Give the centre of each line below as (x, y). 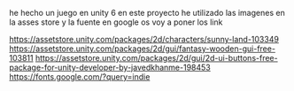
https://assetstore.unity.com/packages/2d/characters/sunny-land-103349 (144, 39)
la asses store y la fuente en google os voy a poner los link (116, 22)
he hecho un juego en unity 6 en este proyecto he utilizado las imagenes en (147, 13)
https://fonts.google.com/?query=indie (80, 77)
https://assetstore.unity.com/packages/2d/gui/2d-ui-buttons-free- (156, 58)
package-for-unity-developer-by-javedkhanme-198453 (110, 67)
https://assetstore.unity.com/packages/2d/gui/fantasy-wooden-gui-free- (143, 49)
